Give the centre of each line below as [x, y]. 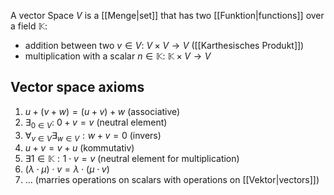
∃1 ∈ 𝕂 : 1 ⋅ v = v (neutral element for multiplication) [132, 159]
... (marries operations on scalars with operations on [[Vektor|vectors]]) [172, 180]
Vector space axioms [77, 87]
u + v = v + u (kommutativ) [79, 148]
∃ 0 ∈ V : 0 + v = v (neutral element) [96, 123]
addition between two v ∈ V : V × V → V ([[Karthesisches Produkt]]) [164, 45]
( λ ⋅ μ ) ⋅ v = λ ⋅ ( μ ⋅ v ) [67, 169]
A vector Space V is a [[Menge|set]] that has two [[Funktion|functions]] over [167, 15]
